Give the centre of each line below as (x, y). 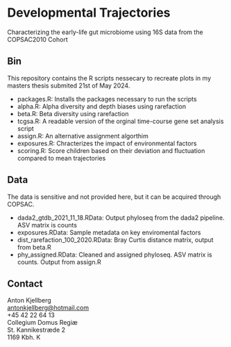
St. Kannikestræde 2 (36, 330)
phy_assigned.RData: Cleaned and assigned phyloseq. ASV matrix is (115, 255)
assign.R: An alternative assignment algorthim (83, 136)
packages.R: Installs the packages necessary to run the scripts (107, 99)
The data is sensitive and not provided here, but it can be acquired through (114, 197)
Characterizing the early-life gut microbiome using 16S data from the (105, 32)
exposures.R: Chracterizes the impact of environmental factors (107, 143)
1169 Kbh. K (24, 337)
